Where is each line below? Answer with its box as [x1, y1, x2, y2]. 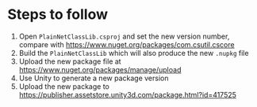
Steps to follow [7, 6, 109, 24]
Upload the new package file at [18, 57, 121, 66]
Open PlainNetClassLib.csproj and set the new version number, [18, 31, 230, 41]
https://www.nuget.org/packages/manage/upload [18, 65, 182, 74]
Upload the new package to [18, 81, 110, 91]
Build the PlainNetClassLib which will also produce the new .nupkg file [18, 48, 249, 57]
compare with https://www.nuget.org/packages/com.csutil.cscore [18, 39, 235, 49]
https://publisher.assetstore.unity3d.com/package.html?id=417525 [18, 90, 237, 99]
